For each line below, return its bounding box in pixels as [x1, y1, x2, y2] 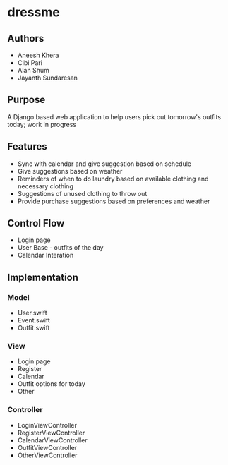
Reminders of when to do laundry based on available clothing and [17, 174, 209, 183]
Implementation [7, 271, 79, 283]
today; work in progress [7, 120, 76, 128]
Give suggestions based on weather [17, 167, 123, 175]
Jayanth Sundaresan [17, 73, 78, 82]
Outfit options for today [17, 380, 86, 388]
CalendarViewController [17, 435, 88, 445]
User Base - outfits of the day [17, 243, 104, 252]
